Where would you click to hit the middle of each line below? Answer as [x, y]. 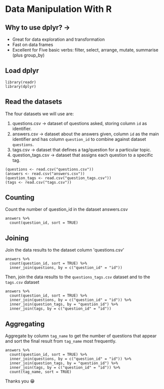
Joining [17, 238]
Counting [20, 198]
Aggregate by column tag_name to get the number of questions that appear [81, 336]
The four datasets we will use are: [40, 114]
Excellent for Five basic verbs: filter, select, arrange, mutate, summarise [85, 50]
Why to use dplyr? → [38, 28]
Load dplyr [22, 71]
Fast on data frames [33, 45]
